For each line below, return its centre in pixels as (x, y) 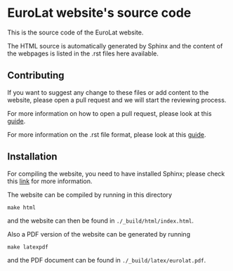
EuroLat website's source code (99, 13)
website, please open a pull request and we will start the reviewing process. (117, 100)
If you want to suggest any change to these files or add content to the (108, 92)
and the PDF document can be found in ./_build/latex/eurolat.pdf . (107, 260)
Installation (32, 157)
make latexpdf (28, 247)
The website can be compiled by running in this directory (90, 194)
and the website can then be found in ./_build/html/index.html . (101, 220)
